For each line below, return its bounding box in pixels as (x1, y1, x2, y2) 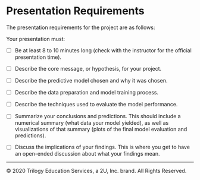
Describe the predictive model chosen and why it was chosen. (14, 77, 168, 84)
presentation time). (14, 53, 61, 61)
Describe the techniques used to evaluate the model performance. (14, 101, 178, 108)
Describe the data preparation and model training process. (14, 89, 159, 96)
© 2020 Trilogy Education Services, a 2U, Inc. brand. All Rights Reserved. (6, 168, 187, 175)
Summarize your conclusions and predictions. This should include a (14, 113, 181, 120)
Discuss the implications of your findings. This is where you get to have (14, 144, 190, 151)
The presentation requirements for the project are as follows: (6, 24, 155, 31)
